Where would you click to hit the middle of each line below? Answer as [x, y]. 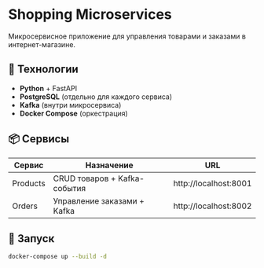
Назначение [109, 165]
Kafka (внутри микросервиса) [70, 105]
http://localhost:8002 [213, 206]
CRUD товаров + [84, 178]
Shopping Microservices [90, 15]
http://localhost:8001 [213, 183]
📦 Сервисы [38, 139]
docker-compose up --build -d [58, 257]
